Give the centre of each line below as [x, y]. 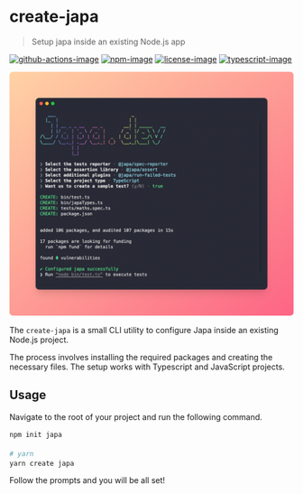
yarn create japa [42, 463]
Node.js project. [39, 340]
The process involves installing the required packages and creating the [141, 358]
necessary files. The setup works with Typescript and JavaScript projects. [147, 367]
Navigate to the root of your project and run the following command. [136, 416]
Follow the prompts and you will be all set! [87, 480]
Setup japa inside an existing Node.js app [108, 42]
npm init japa [36, 434]
